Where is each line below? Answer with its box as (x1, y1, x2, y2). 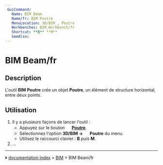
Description (5, 74, 41, 82)
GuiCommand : (7, 7, 32, 12)
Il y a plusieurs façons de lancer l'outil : (12, 119, 91, 125)
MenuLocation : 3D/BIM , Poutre (11, 20, 75, 26)
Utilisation (5, 106, 37, 114)
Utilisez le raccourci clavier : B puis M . (19, 135, 96, 141)
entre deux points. (5, 92, 42, 98)
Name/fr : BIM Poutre (11, 16, 53, 21)
